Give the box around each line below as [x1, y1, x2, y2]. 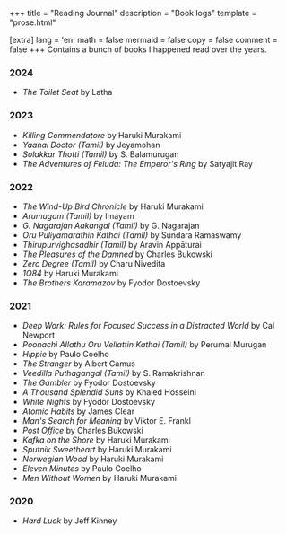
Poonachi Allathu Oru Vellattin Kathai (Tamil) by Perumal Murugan [22, 339, 267, 350]
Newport [22, 329, 56, 340]
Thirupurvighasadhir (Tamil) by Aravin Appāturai [22, 239, 202, 250]
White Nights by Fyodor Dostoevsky [22, 397, 155, 408]
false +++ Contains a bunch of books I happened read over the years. [9, 44, 267, 55]
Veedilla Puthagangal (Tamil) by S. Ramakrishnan [22, 368, 206, 379]
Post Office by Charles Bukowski [22, 425, 143, 436]
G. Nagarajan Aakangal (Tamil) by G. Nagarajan [22, 220, 200, 231]
